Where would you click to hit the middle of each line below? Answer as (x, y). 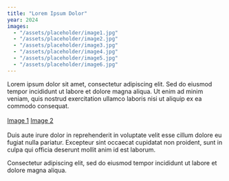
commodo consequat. (38, 106)
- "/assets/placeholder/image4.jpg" (66, 52)
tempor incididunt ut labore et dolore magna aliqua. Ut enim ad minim (105, 91)
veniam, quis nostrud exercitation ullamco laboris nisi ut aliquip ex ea (105, 98)
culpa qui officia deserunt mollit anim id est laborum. (81, 149)
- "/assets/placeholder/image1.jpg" (66, 33)
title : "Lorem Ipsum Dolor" (47, 13)
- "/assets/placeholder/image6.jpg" (66, 64)
